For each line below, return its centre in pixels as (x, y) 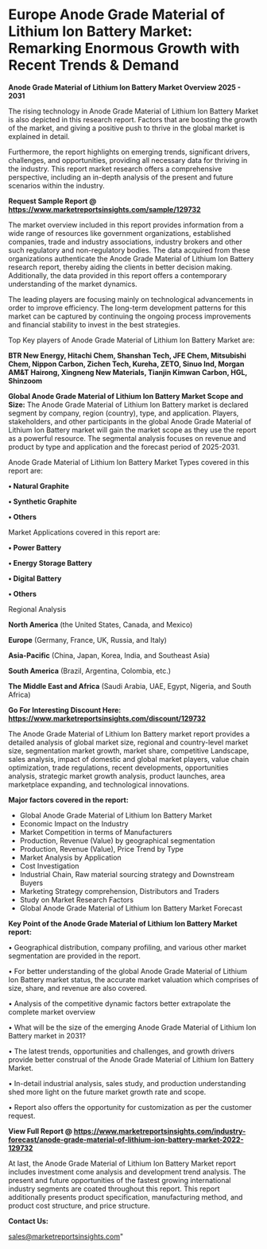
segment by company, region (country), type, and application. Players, (124, 413)
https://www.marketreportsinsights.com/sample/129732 (104, 209)
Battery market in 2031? (47, 1035)
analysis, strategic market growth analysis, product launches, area (117, 775)
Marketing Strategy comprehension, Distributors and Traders (120, 891)
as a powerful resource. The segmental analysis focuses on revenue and (127, 438)
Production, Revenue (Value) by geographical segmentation (118, 841)
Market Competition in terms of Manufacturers (96, 832)
